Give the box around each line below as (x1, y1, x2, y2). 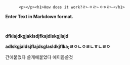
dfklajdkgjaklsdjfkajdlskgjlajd (5, 33, 69, 39)
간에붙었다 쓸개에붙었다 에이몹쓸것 (5, 54, 73, 60)
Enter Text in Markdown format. (5, 14, 73, 19)
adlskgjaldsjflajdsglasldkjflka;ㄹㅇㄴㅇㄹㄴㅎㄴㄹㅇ (5, 43, 110, 49)
